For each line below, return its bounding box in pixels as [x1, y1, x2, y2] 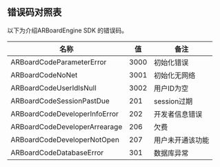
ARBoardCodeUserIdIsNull [10, 83, 97, 92]
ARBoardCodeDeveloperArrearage [10, 121, 123, 131]
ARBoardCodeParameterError [10, 57, 107, 67]
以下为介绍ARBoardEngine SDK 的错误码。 [7, 26, 128, 35]
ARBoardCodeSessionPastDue [10, 96, 110, 106]
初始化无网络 [154, 70, 196, 80]
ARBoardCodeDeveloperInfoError [10, 109, 119, 119]
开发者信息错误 [154, 109, 203, 119]
